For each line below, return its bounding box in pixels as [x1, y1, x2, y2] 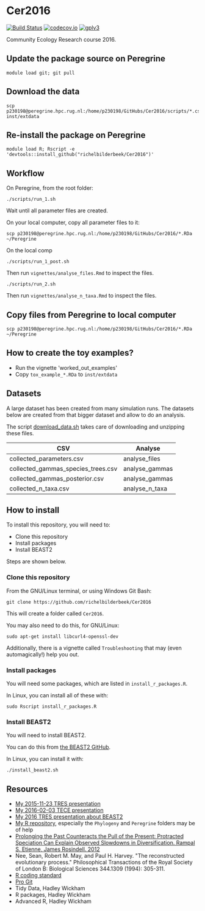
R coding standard [15, 872, 62, 879]
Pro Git [15, 878, 33, 885]
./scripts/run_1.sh [6, 197, 56, 203]
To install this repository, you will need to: [6, 521, 111, 528]
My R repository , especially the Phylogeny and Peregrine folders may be [15, 820, 195, 827]
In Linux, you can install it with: [6, 755, 84, 763]
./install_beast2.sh [6, 767, 59, 773]
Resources [6, 784, 48, 794]
